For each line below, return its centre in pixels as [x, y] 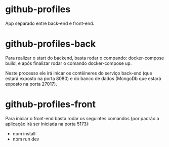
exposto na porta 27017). [31, 84]
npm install [24, 133]
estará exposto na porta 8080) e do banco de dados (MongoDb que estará [83, 78]
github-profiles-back [51, 44]
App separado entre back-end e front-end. [50, 23]
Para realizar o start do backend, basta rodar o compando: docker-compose [85, 58]
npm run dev [26, 139]
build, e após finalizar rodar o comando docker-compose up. [69, 63]
